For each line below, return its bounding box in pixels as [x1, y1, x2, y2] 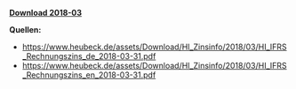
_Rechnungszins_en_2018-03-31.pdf [21, 70, 156, 80]
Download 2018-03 [9, 8, 83, 18]
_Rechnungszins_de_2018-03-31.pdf [21, 51, 156, 61]
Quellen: [9, 25, 42, 34]
